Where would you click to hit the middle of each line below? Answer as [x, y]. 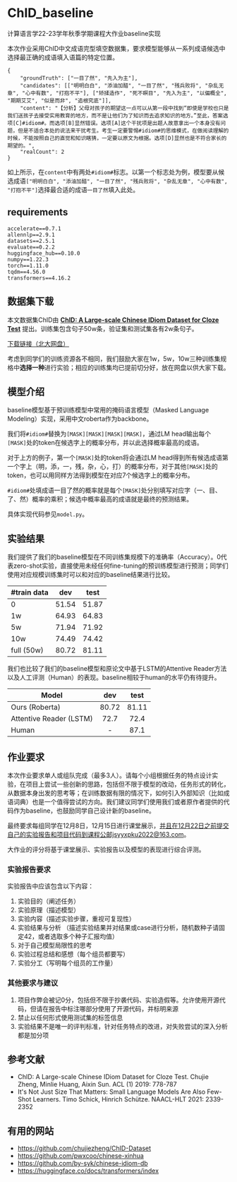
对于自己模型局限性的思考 [55, 945]
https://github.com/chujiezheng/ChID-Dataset [84, 1148]
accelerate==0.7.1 [34, 228]
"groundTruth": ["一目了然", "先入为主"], [79, 78]
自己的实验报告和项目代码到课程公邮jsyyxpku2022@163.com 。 [99, 834]
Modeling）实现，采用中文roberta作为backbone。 [80, 419]
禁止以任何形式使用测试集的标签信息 [70, 1017]
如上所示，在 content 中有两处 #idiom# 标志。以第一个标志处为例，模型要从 [113, 172]
